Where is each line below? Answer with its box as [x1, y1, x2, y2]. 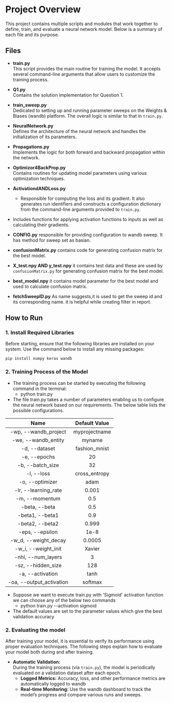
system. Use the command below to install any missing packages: [5, 346, 145, 353]
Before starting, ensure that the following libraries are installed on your [5, 341, 155, 347]
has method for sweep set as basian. [12, 237, 91, 243]
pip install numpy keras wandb [5, 356, 72, 361]
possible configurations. [12, 407, 64, 413]
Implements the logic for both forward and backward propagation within [12, 149, 165, 155]
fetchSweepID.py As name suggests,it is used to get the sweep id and [12, 293, 163, 299]
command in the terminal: [12, 385, 67, 392]
